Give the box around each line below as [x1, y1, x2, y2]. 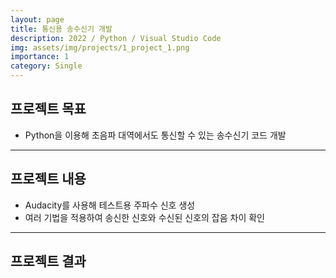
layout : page [10, 14, 65, 25]
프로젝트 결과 [10, 253, 87, 270]
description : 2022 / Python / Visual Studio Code [10, 33, 222, 43]
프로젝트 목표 [10, 101, 87, 118]
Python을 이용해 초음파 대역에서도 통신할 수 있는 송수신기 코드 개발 [24, 129, 287, 141]
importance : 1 [10, 52, 70, 62]
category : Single [10, 61, 83, 71]
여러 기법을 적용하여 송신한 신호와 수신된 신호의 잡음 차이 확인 [24, 211, 265, 223]
